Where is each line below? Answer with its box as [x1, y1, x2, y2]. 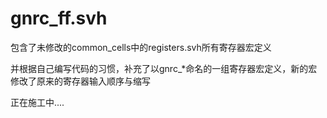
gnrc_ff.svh [10, 7, 108, 30]
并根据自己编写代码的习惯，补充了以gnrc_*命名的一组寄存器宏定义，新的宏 [10, 62, 318, 74]
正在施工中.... [10, 96, 65, 108]
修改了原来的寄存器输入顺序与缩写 [10, 75, 151, 87]
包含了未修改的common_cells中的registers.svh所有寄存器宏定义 [10, 41, 272, 53]
